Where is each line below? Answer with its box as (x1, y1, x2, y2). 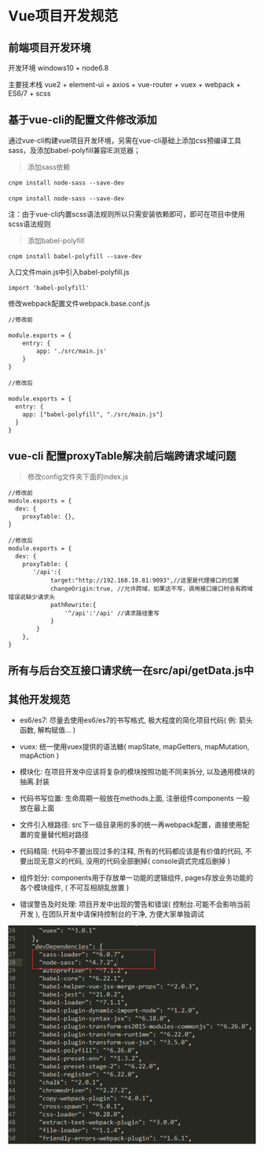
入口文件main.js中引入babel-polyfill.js (8, 267, 130, 276)
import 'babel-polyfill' (8, 283, 90, 291)
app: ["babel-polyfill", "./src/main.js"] (22, 410, 163, 419)
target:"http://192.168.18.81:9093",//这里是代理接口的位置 (49, 576, 240, 584)
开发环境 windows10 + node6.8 (8, 64, 109, 72)
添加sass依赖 (27, 162, 71, 171)
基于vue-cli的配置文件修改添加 (8, 113, 157, 126)
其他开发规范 (8, 693, 71, 707)
